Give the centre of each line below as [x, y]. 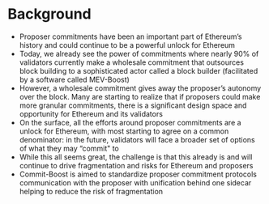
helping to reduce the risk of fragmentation [91, 191]
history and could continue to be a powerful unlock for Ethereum [127, 45]
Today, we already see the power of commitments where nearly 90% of [139, 53]
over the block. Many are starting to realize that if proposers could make [140, 96]
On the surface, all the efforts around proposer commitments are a [130, 122]
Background [49, 14]
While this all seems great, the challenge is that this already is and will [136, 157]
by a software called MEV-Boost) [75, 79]
